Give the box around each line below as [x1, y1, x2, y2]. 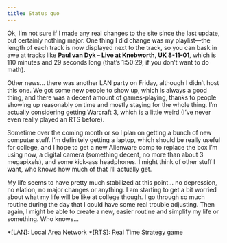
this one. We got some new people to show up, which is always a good [7, 86, 208, 94]
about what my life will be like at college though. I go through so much [7, 193, 206, 201]
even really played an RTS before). [7, 115, 105, 124]
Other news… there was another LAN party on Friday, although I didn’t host [7, 78, 219, 86]
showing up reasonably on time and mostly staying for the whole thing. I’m [7, 100, 217, 108]
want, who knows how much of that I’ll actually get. [7, 165, 152, 173]
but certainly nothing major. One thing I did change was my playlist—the [7, 36, 211, 45]
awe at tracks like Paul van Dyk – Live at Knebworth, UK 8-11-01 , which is [7, 51, 217, 59]
